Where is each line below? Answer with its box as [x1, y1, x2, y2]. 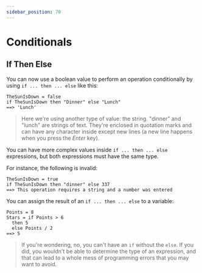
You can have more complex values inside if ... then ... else [6, 146, 168, 153]
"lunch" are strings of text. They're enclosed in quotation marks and [21, 121, 192, 128]
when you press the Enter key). [21, 134, 100, 142]
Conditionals [6, 35, 72, 49]
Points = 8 [6, 209, 34, 215]
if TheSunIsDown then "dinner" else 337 [6, 181, 111, 187]
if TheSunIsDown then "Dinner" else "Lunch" [6, 98, 121, 105]
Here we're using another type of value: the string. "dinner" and [21, 115, 181, 122]
